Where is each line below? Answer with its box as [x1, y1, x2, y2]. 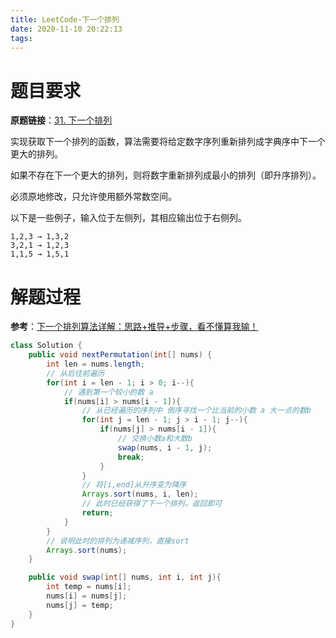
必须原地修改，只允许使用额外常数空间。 [10, 191, 177, 203]
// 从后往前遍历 [46, 368, 105, 378]
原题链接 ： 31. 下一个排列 [10, 114, 113, 126]
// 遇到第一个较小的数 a [63, 387, 154, 397]
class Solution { [10, 341, 83, 351]
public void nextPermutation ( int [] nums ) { [28, 350, 213, 360]
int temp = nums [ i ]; [46, 582, 132, 592]
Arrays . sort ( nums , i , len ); [81, 489, 199, 500]
